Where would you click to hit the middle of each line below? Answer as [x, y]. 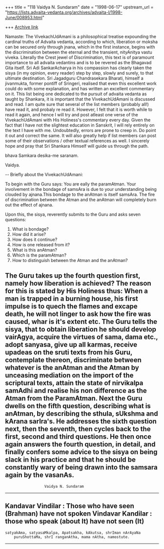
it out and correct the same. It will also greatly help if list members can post [81, 135]
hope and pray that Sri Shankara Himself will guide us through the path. [77, 146]
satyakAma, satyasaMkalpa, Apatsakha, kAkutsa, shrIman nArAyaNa [73, 533]
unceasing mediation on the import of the [69, 376]
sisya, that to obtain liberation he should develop [81, 329]
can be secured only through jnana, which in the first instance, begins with [80, 47]
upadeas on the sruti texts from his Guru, [69, 353]
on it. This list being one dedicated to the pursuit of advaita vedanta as [76, 94]
